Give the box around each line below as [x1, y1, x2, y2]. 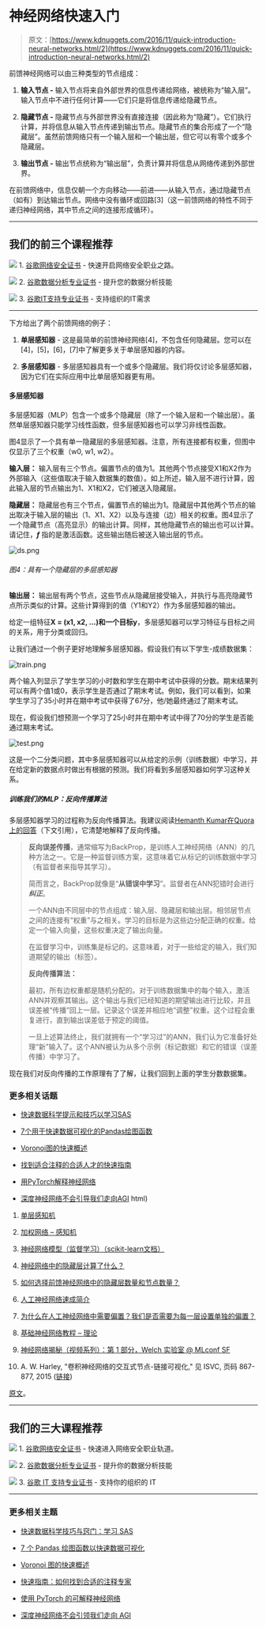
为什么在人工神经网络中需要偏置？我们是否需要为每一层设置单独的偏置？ [20, 1311, 256, 1321]
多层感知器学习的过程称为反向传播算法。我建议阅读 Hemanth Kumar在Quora [9, 815, 255, 825]
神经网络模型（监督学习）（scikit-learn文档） [20, 1244, 165, 1254]
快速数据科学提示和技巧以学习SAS [20, 1110, 132, 1119]
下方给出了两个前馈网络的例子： [9, 318, 113, 327]
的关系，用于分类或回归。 [9, 627, 92, 637]
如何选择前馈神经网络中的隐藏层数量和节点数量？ [20, 1278, 180, 1288]
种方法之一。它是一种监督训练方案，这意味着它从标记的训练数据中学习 [28, 852, 257, 862]
